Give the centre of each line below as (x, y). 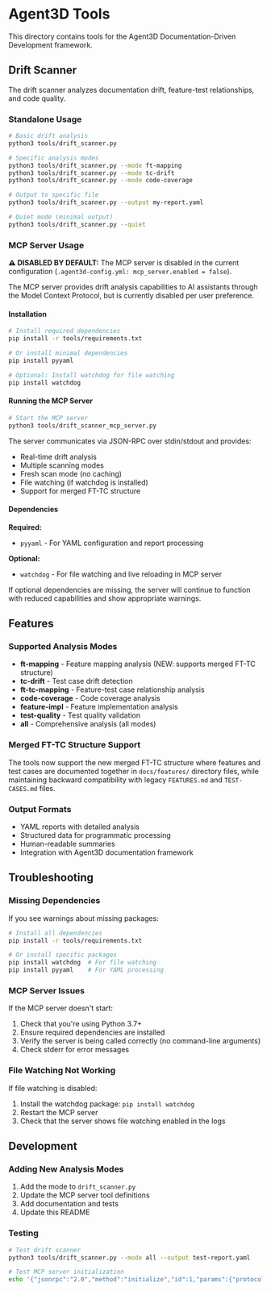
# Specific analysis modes (54, 158)
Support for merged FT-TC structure (80, 491)
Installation (27, 314)
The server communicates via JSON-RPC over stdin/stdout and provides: (130, 441)
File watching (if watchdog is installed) (84, 482)
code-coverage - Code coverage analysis (90, 698)
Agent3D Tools (59, 14)
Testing (23, 1233)
